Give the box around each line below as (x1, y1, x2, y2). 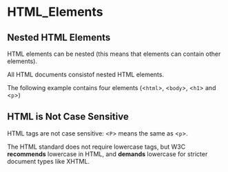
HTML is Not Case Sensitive (7, 111, 129, 122)
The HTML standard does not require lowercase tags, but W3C (7, 142, 186, 151)
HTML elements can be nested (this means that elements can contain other (7, 50, 221, 58)
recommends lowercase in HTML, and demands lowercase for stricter (7, 149, 208, 158)
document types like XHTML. (7, 157, 90, 165)
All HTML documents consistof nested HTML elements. (7, 70, 164, 78)
